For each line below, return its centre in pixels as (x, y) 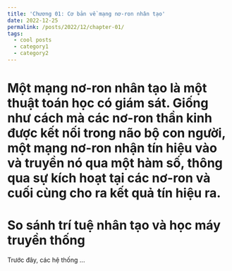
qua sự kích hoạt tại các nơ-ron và (109, 178)
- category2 (31, 54)
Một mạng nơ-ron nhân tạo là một (107, 88)
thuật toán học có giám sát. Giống (108, 103)
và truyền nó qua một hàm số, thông (115, 163)
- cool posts (33, 40)
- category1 (31, 47)
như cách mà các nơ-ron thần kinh (110, 118)
